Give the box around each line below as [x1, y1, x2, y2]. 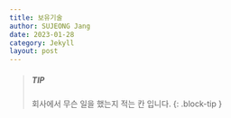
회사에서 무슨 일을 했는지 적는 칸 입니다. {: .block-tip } [31, 98, 223, 109]
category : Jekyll [9, 38, 75, 48]
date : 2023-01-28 [9, 30, 75, 39]
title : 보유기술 [9, 13, 63, 23]
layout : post [9, 47, 59, 56]
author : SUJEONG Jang [9, 22, 91, 31]
